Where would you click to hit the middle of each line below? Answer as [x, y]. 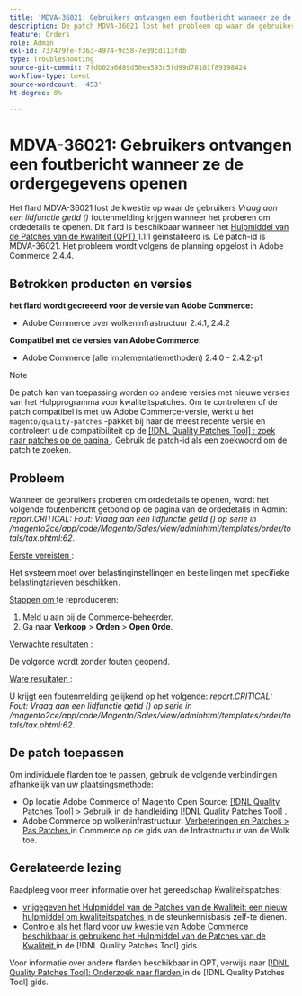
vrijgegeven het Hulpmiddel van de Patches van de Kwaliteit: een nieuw [155, 907]
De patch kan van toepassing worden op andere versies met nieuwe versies [150, 392]
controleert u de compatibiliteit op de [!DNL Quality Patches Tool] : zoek [142, 431]
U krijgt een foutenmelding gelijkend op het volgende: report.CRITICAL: [141, 696]
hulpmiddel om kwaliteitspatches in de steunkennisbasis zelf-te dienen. [155, 916]
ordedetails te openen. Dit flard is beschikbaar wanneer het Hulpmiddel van [149, 227]
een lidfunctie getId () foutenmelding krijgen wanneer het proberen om [140, 217]
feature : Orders [40, 34]
